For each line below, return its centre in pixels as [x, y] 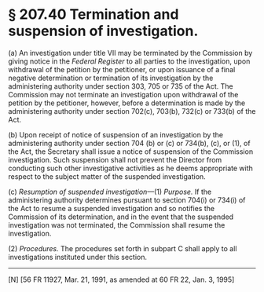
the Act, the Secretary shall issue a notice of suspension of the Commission [131, 151]
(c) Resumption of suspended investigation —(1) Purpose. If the [110, 192]
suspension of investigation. [103, 31]
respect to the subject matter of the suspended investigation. [107, 176]
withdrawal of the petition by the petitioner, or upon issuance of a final [122, 69]
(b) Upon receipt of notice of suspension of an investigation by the [116, 134]
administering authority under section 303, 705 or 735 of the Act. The [121, 86]
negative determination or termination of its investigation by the [111, 78]
